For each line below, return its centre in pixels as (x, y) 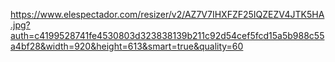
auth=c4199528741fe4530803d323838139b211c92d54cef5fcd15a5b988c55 (167, 35)
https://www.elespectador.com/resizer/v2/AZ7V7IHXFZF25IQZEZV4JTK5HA (167, 14)
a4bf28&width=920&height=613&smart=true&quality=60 (127, 46)
